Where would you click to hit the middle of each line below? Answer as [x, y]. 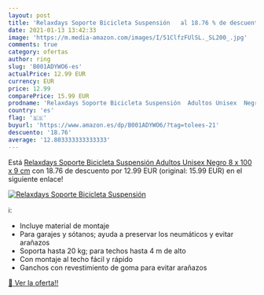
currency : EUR [31, 81]
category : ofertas [38, 52]
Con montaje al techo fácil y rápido [76, 259]
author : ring [29, 60]
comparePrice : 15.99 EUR [49, 96]
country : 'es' [31, 111]
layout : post [29, 15]
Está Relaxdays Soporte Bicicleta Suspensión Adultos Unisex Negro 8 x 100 [130, 162]
